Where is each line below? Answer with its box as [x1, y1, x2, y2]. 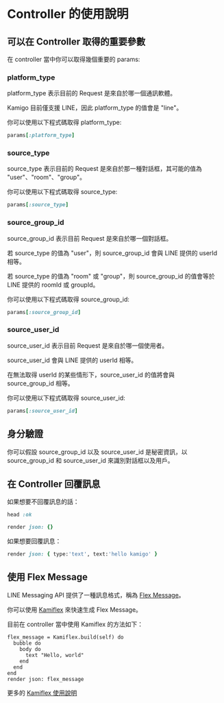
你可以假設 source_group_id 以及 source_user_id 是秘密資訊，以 [7, 447, 188, 456]
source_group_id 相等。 [7, 379, 74, 388]
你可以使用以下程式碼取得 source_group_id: [7, 295, 130, 303]
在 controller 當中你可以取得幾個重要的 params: [7, 56, 140, 63]
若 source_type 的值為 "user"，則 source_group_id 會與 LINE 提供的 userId [7, 248, 218, 257]
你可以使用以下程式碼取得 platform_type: [7, 118, 122, 127]
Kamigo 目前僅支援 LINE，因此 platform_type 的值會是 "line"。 [7, 104, 183, 112]
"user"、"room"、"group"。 [7, 173, 86, 182]
